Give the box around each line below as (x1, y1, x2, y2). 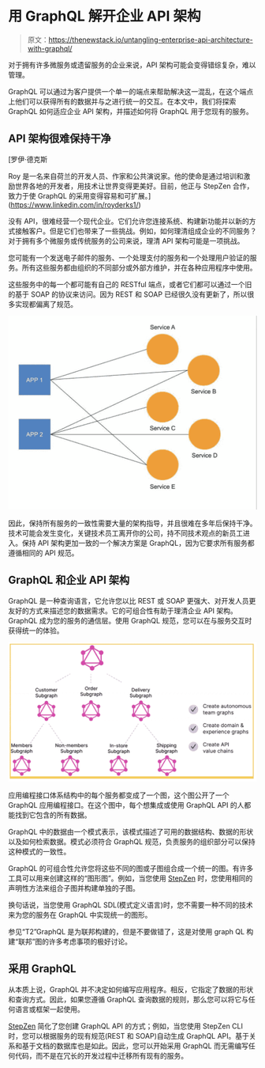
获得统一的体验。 (8, 626, 64, 635)
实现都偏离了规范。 (14, 299, 77, 309)
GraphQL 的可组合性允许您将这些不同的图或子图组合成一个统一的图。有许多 (8, 863, 254, 873)
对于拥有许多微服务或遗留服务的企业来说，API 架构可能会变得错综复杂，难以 (8, 60, 256, 70)
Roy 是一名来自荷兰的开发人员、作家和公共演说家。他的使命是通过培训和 (8, 171, 244, 180)
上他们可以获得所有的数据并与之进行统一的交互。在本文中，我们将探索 (8, 97, 237, 106)
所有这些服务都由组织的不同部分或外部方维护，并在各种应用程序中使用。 (21, 263, 257, 272)
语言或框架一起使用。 (14, 1004, 84, 1013)
